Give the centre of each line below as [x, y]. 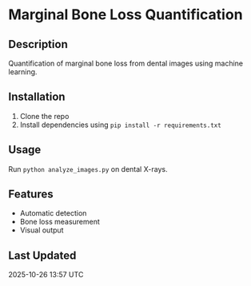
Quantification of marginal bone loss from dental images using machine [126, 63]
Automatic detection [53, 213]
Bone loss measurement [60, 222]
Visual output [42, 230]
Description [38, 44]
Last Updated [42, 255]
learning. [23, 72]
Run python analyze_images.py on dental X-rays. [88, 169]
